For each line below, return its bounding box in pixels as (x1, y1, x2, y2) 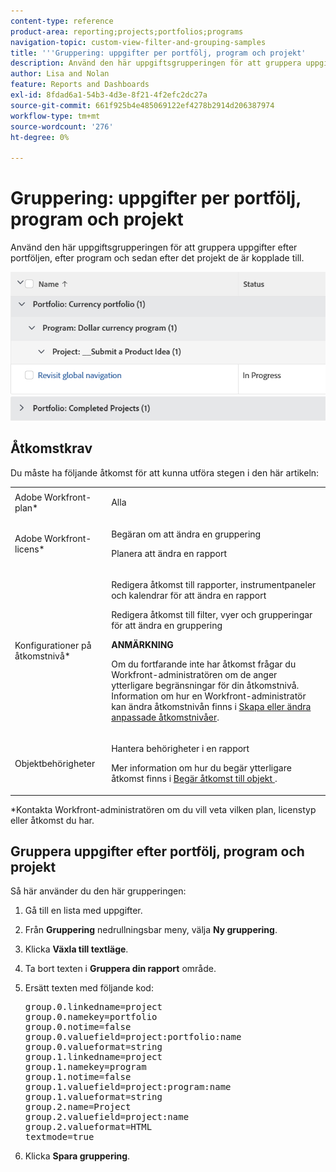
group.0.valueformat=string (24, 1041, 163, 1053)
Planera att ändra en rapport (111, 547, 228, 559)
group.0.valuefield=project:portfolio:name (24, 1031, 242, 1043)
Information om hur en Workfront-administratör (111, 690, 307, 702)
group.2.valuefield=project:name (24, 1111, 190, 1123)
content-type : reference (10, 16, 114, 26)
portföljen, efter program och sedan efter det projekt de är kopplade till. (10, 252, 305, 264)
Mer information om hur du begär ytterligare (111, 762, 292, 774)
